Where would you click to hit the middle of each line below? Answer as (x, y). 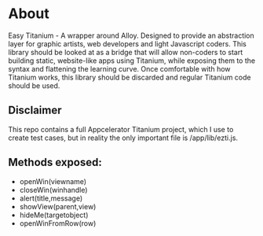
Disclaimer (35, 111)
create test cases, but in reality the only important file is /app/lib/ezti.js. (123, 138)
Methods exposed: (55, 162)
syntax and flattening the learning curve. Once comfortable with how (119, 68)
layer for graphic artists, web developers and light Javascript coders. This (128, 43)
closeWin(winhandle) (53, 190)
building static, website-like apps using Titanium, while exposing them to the (132, 61)
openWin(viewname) (53, 181)
